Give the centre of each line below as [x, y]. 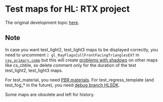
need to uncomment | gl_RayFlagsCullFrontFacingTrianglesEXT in [72, 55]
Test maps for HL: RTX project [67, 9]
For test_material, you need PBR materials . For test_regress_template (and [80, 80]
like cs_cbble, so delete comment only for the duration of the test [70, 65]
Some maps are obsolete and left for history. [50, 94]
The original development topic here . [42, 22]
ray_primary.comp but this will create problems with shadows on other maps [81, 60]
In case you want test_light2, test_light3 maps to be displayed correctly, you [81, 49]
